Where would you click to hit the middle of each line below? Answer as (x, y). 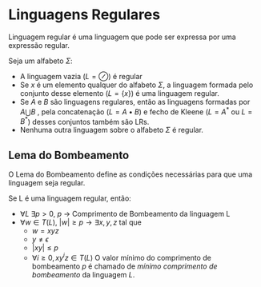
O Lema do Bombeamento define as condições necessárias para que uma (130, 174)
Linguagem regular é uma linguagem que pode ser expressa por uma (122, 37)
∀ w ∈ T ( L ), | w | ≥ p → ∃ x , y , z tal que (80, 222)
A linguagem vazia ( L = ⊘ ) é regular (81, 76)
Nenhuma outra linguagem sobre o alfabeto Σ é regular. (112, 130)
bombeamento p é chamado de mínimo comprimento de (124, 266)
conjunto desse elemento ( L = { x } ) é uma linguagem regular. (120, 93)
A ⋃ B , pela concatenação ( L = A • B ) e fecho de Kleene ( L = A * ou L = (136, 111)
